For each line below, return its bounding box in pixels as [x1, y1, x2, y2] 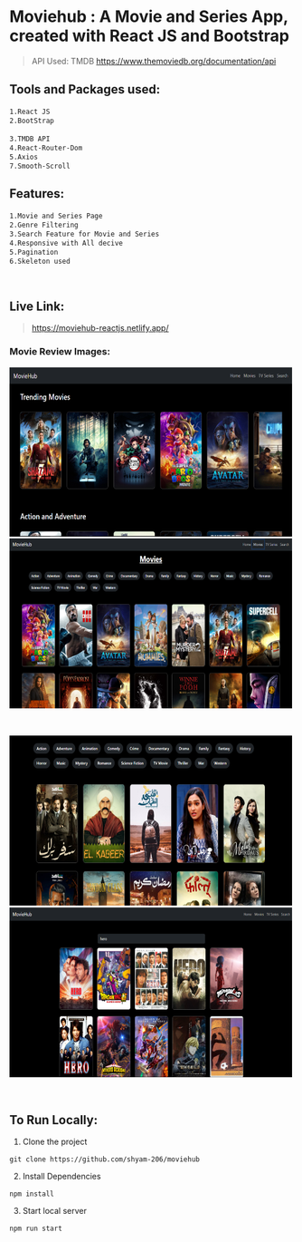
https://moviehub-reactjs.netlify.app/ [31, 323, 169, 334]
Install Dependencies [22, 1171, 101, 1182]
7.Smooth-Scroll [9, 161, 71, 170]
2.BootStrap [9, 116, 54, 125]
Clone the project [22, 1136, 88, 1148]
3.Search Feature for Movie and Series [9, 229, 160, 238]
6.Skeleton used [9, 257, 71, 266]
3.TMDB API [9, 134, 51, 143]
